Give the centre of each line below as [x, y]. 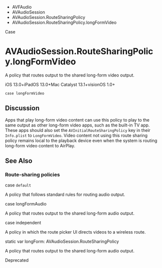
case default [18, 185]
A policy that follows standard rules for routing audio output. [65, 195]
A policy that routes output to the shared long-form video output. [70, 75]
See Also [19, 161]
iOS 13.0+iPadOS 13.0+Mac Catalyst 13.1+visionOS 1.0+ [60, 84]
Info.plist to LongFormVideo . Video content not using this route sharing [76, 135]
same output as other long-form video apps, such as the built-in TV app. [77, 125]
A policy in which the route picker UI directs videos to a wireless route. [75, 232]
